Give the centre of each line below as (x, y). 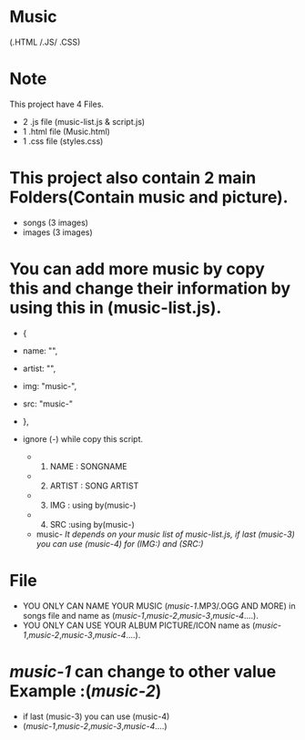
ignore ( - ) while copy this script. (83, 438)
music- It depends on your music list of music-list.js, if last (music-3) (166, 534)
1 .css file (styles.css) (63, 141)
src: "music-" (47, 404)
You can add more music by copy (137, 269)
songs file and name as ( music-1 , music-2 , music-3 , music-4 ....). (141, 615)
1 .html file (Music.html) (66, 131)
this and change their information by (150, 288)
